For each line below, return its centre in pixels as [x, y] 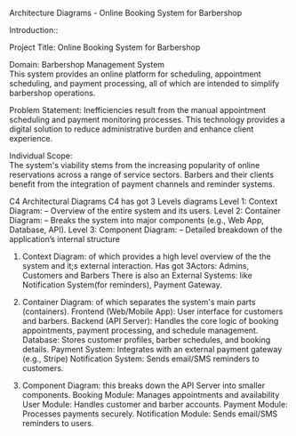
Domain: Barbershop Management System [87, 65]
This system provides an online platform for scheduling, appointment [135, 74]
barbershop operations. [52, 93]
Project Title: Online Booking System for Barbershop [105, 47]
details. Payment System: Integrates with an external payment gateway [152, 349]
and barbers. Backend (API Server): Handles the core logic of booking [150, 321]
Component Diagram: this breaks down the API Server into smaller [143, 385]
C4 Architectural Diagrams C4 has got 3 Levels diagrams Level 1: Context [144, 201]
